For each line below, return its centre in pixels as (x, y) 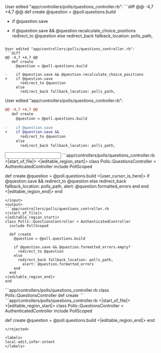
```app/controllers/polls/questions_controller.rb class (57, 290)
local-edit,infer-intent (30, 342)
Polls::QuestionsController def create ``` (44, 295)
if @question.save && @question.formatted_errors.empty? (72, 247)
